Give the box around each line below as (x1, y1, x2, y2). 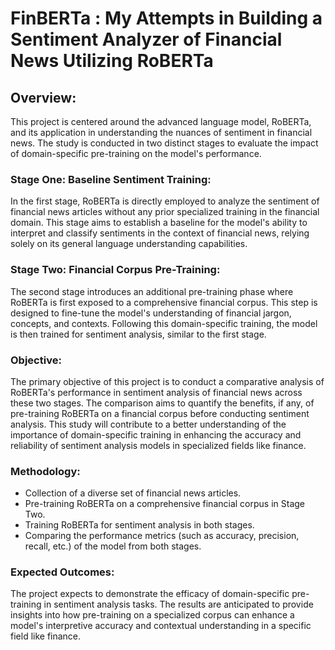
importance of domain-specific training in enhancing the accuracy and (10, 428, 302, 441)
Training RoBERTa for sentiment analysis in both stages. (24, 519, 255, 531)
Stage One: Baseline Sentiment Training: (10, 172, 212, 186)
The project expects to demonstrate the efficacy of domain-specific (10, 588, 290, 600)
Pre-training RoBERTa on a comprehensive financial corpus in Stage (24, 498, 306, 510)
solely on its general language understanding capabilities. (10, 238, 248, 250)
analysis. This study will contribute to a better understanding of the (10, 418, 287, 430)
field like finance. (10, 630, 82, 642)
